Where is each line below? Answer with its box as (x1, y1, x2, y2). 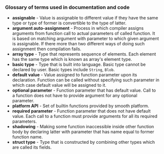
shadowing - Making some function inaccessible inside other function (12, 124, 154, 130)
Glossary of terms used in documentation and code (5, 4, 130, 11)
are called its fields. (12, 144, 52, 150)
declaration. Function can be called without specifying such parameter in (12, 77, 160, 83)
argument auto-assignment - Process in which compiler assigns (12, 25, 144, 31)
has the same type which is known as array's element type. (12, 57, 132, 62)
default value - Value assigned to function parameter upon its (12, 72, 137, 78)
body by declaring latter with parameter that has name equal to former (12, 129, 154, 135)
